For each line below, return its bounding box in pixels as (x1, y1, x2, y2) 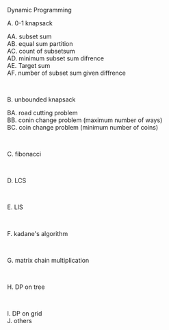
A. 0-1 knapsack (7, 19, 53, 27)
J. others (7, 317, 32, 325)
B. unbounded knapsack (7, 95, 76, 104)
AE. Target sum (7, 62, 51, 69)
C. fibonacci (7, 150, 42, 158)
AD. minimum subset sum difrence (7, 54, 105, 62)
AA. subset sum (7, 32, 52, 40)
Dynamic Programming (7, 6, 72, 14)
